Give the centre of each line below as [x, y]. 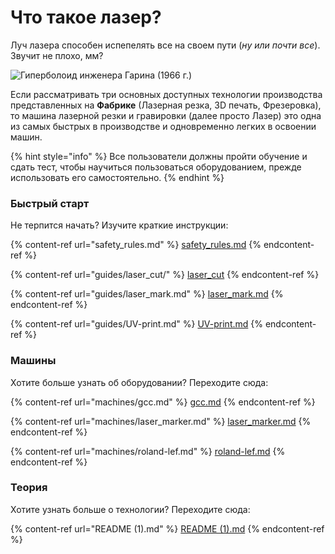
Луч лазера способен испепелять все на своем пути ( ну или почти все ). [165, 45]
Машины [33, 361]
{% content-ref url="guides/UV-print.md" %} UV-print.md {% [136, 324]
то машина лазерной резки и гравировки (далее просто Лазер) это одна [166, 115]
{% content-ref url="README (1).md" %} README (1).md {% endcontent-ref [167, 528]
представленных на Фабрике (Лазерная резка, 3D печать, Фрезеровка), [166, 105]
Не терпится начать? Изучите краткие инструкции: [119, 225]
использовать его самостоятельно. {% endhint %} [117, 177]
